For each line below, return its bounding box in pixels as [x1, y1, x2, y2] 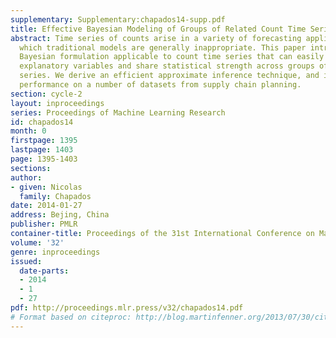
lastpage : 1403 [10, 145, 74, 155]
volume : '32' [10, 237, 65, 248]
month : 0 [10, 126, 47, 136]
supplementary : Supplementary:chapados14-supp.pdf [10, 14, 226, 25]
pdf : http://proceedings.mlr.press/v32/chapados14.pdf [10, 303, 244, 313]
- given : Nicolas [10, 182, 83, 192]
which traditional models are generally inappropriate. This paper [19, 42, 307, 53]
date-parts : [19, 266, 70, 276]
